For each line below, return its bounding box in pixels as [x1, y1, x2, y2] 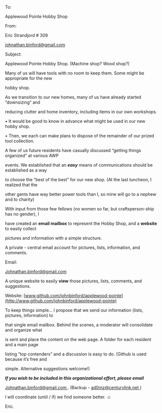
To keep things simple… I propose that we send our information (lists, [5, 307, 144, 313]
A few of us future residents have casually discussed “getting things [5, 148, 142, 153]
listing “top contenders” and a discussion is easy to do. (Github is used [5, 351, 146, 357]
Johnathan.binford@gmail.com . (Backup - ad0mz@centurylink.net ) [5, 385, 142, 390]
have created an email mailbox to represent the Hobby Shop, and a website [5, 221, 157, 226]
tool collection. [5, 138, 35, 144]
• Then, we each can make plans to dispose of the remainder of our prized [5, 133, 154, 138]
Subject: [5, 51, 22, 57]
